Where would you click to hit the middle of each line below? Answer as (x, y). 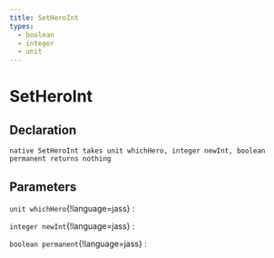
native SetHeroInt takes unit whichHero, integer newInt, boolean (137, 151)
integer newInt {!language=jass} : (72, 226)
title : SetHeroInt (44, 18)
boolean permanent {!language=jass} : (78, 243)
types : (22, 26)
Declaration (43, 129)
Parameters (43, 187)
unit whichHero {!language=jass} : (72, 208)
